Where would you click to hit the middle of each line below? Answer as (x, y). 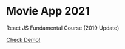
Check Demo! (23, 39)
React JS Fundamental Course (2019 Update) (63, 28)
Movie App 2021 (48, 11)
